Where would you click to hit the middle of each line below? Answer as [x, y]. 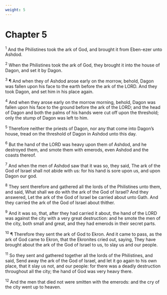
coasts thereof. [21, 155]
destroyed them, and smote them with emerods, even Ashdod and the [77, 149]
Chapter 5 [26, 34]
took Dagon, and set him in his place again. [49, 91]
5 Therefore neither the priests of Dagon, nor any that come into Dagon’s [80, 128]
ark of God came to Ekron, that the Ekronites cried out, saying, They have [81, 239]
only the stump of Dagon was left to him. [47, 118]
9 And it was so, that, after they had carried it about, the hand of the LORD [81, 212]
